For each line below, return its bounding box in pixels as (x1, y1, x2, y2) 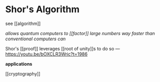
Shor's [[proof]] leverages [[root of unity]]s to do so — (5, 45, 120, 51)
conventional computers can (5, 36, 66, 42)
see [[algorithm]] (5, 20, 41, 26)
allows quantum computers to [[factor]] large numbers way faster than (5, 30, 155, 36)
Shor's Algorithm (5, 4, 80, 15)
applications (5, 61, 32, 67)
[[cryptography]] (5, 70, 41, 77)
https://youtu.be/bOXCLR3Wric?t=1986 (5, 51, 88, 57)
